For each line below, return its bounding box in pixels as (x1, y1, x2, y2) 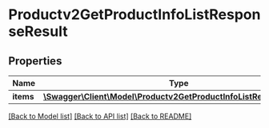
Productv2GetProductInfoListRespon (8, 6, 261, 24)
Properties (8, 54, 62, 68)
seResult (8, 22, 68, 41)
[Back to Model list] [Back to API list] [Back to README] (8, 111, 192, 121)
